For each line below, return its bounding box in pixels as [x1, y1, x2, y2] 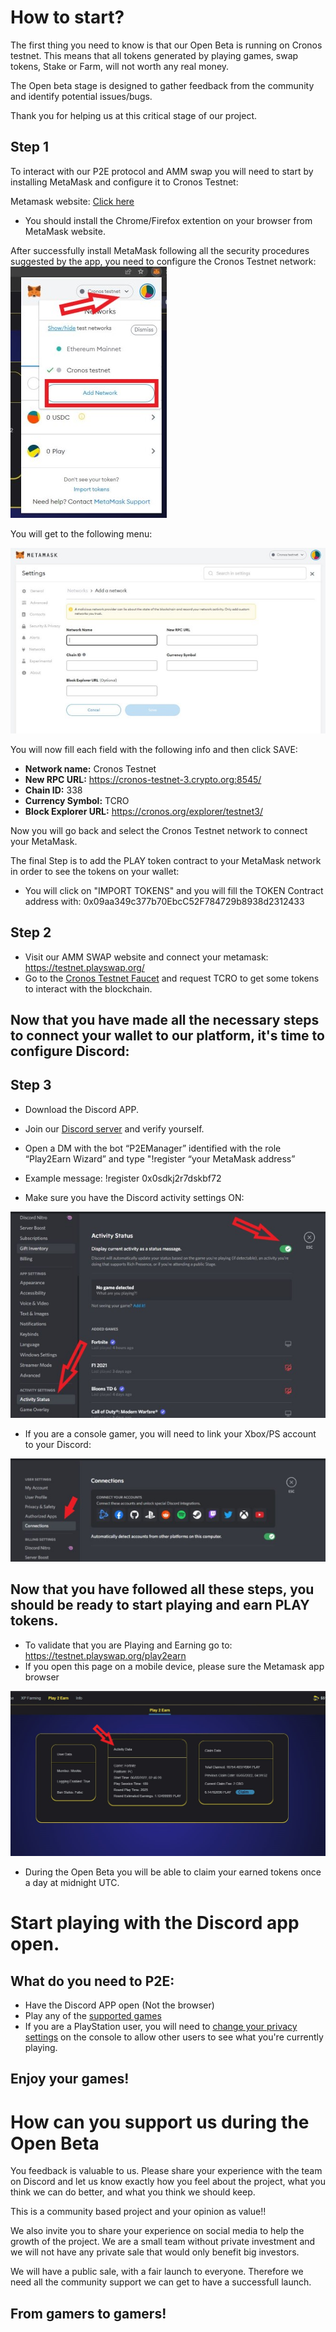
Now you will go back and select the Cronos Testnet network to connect [10, 824, 308, 836]
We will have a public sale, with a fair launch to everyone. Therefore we [10, 2266, 304, 2278]
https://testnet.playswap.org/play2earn [24, 1649, 187, 1661]
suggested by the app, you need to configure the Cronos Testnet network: [10, 255, 317, 267]
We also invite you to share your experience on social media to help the [10, 2225, 305, 2237]
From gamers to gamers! [10, 2305, 167, 2322]
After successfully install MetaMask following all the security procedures [10, 244, 310, 256]
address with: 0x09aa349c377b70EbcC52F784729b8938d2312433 [24, 895, 305, 907]
